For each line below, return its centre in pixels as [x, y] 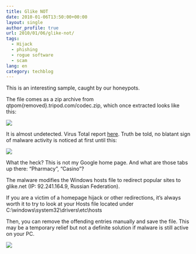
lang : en [17, 66]
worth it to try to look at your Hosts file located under [70, 204]
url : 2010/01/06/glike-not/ [40, 33]
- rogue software [32, 55]
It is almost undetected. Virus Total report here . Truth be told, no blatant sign [98, 134]
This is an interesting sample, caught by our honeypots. [73, 88]
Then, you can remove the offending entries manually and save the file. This [98, 222]
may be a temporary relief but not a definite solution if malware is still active [97, 228]
